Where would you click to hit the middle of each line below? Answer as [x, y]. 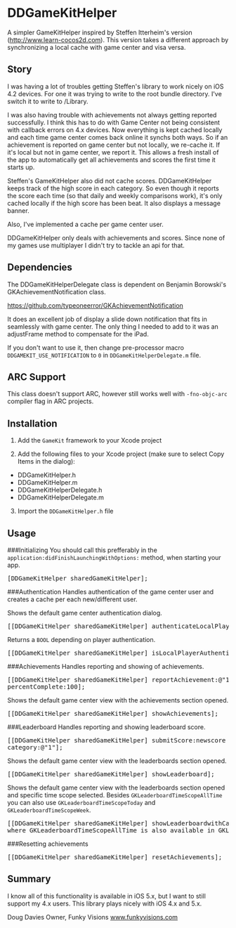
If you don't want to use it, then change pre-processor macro [96, 347]
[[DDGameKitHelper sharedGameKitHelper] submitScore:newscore [117, 740]
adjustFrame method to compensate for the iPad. [78, 334]
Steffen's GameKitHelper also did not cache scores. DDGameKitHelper [110, 181]
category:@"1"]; [35, 747]
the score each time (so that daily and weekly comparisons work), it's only [115, 195]
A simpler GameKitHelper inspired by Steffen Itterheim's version [100, 32]
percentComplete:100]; [46, 687]
